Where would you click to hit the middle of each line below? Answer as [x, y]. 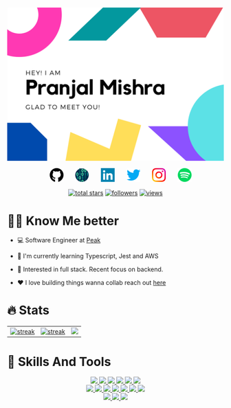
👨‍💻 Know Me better [63, 221]
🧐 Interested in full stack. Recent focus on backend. [90, 269]
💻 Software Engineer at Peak [59, 240]
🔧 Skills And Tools [59, 362]
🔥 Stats [28, 310]
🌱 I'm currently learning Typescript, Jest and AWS [88, 256]
